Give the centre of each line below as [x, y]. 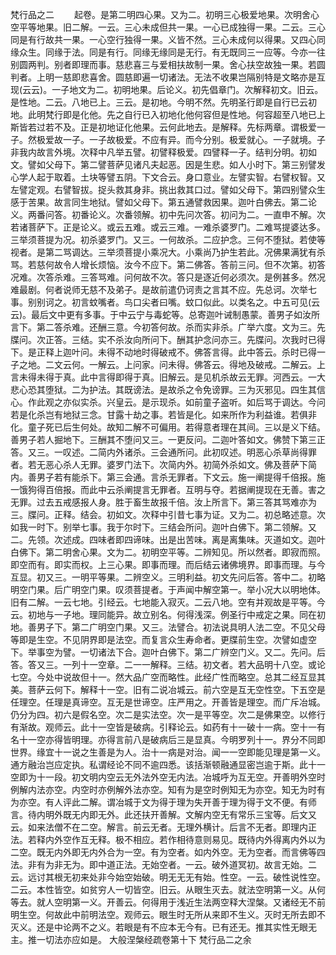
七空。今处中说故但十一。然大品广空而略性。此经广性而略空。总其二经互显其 [168, 677]
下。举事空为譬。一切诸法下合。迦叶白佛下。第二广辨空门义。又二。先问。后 [168, 652]
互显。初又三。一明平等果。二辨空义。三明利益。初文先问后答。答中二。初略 [168, 577]
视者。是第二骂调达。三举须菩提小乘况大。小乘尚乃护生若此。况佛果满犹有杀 [168, 252]
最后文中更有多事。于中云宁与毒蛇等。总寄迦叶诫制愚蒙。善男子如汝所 [176, 314]
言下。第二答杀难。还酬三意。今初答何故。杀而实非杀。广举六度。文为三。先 [168, 327]
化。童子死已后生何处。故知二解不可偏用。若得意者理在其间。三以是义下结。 [168, 427]
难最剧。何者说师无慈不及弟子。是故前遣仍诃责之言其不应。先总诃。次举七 [163, 289]
